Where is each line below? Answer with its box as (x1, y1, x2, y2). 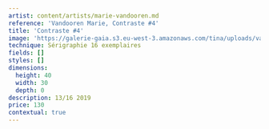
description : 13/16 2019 (8, 94, 91, 102)
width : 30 (15, 79, 48, 87)
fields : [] (8, 49, 45, 57)
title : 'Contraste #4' (8, 26, 84, 34)
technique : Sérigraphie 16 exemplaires (8, 42, 142, 50)
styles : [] (8, 57, 45, 65)
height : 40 (15, 71, 52, 79)
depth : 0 (15, 86, 45, 95)
